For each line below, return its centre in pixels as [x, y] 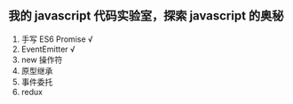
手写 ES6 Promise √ [57, 39]
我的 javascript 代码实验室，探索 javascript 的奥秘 [146, 16]
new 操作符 [42, 60]
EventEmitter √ [48, 49]
